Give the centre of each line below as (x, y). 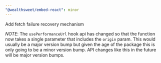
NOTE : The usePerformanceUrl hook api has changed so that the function (80, 33)
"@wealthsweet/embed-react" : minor (42, 10)
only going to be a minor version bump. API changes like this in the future (81, 49)
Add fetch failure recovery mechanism (44, 24)
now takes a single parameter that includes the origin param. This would (80, 39)
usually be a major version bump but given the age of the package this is (80, 44)
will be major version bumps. (35, 55)
